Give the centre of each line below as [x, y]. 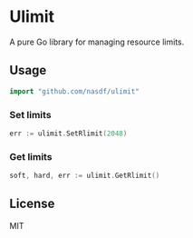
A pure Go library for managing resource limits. [97, 42]
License [32, 204]
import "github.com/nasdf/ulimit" [75, 91]
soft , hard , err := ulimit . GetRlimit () [85, 176]
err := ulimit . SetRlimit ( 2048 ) [68, 134]
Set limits [30, 114]
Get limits [31, 156]
